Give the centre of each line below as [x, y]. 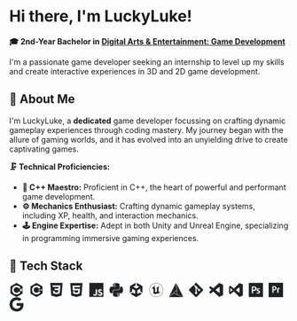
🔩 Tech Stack [46, 266]
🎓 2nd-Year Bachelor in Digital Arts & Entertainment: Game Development [147, 41]
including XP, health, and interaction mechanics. [110, 215]
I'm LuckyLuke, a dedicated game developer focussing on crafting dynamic [148, 121]
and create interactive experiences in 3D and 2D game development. [135, 71]
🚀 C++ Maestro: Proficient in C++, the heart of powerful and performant [154, 187]
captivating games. [44, 149]
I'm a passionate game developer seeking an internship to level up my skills [147, 62]
